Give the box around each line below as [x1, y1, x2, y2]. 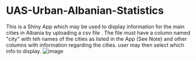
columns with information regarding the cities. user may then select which [6, 42, 184, 48]
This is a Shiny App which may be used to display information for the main [6, 23, 185, 30]
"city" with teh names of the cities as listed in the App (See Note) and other [6, 35, 187, 42]
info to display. [6, 47, 42, 54]
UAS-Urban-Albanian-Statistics [6, 4, 164, 17]
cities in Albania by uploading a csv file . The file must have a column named [6, 29, 191, 36]
